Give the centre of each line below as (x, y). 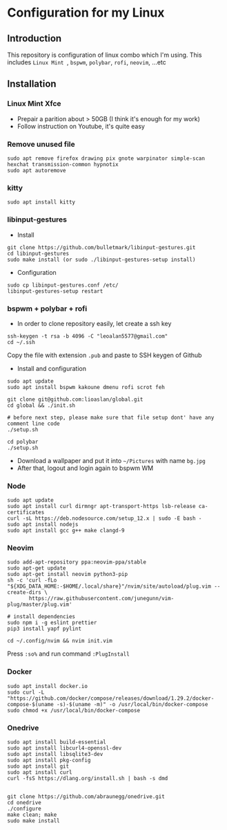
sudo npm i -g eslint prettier (52, 623)
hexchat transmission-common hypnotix (63, 164)
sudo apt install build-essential (57, 742)
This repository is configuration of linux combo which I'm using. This (105, 55)
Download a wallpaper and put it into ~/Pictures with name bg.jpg (111, 460)
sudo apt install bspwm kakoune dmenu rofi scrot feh (86, 387)
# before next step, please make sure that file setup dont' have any (111, 417)
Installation (32, 84)
